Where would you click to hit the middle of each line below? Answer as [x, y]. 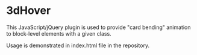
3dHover [29, 11]
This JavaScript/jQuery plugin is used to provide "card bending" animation [98, 27]
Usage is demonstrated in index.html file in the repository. [78, 45]
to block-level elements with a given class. [59, 33]
